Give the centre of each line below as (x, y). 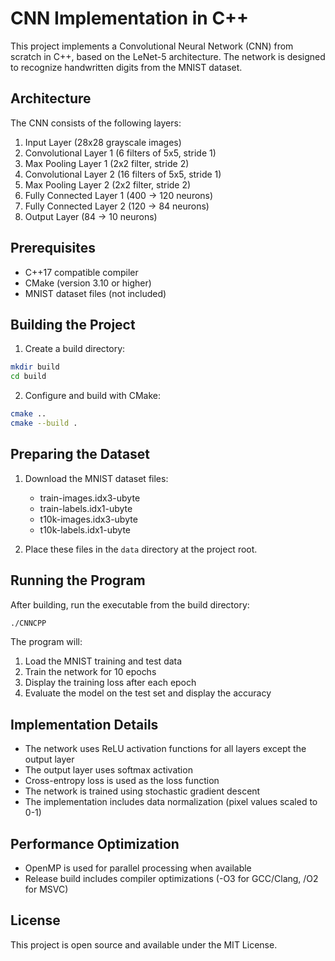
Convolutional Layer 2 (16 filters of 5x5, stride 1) (123, 174)
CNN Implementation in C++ (130, 18)
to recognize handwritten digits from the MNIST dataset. (126, 67)
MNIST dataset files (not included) (95, 293)
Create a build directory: (75, 349)
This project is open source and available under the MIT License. (144, 944)
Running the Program (78, 580)
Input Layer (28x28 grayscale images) (103, 142)
